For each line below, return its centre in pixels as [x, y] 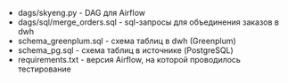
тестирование [44, 69]
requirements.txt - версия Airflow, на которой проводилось [129, 60]
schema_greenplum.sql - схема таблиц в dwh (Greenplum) [127, 41]
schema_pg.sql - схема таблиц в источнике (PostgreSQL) [125, 50]
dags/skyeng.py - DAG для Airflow [81, 13]
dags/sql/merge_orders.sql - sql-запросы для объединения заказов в [148, 22]
